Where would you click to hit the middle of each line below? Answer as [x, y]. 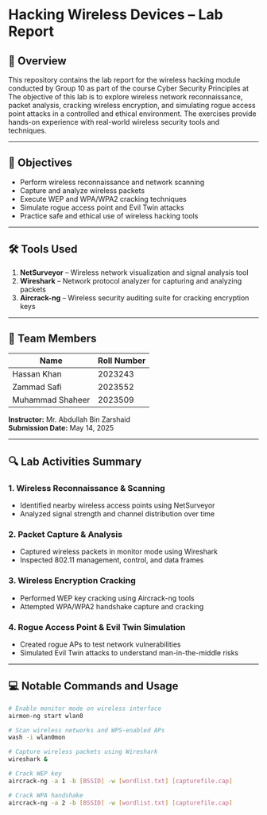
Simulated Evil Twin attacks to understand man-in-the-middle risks [129, 653]
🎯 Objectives [41, 163]
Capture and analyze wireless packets [82, 190]
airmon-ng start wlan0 [46, 716]
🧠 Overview [37, 61]
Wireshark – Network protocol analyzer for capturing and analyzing [131, 280]
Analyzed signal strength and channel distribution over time [117, 514]
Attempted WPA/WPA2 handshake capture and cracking [112, 606]
